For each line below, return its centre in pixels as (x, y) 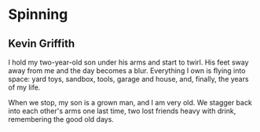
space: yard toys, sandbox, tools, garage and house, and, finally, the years (128, 79)
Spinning (38, 15)
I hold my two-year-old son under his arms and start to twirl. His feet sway (128, 62)
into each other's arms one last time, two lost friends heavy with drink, (122, 111)
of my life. (24, 87)
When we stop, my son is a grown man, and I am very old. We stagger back (130, 103)
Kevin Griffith (42, 44)
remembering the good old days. (61, 119)
